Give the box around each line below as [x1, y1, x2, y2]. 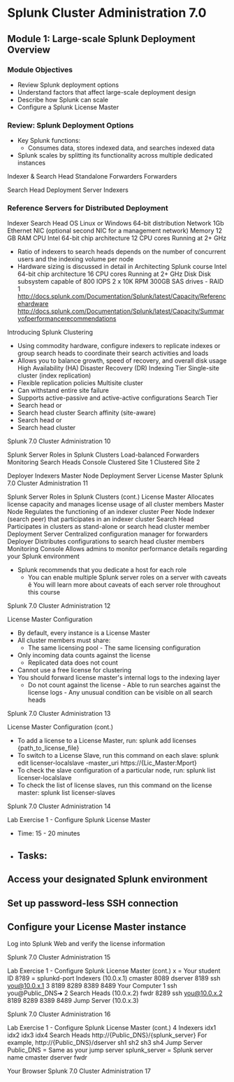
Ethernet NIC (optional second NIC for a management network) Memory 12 [7, 226, 222, 235]
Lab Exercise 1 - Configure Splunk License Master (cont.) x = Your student [7, 966, 221, 975]
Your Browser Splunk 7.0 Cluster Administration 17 [7, 1067, 152, 1076]
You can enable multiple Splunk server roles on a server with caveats [27, 573, 227, 582]
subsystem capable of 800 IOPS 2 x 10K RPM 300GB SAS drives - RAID [17, 277, 224, 286]
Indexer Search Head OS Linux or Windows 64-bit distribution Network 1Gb [7, 219, 224, 228]
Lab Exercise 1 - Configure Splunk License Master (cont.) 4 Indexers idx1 [7, 1024, 217, 1032]
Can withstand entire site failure [17, 387, 110, 395]
